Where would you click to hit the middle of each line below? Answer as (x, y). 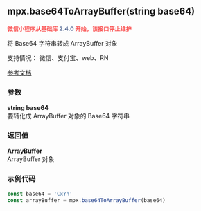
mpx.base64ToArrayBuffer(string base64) (101, 11)
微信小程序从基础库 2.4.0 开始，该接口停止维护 (69, 28)
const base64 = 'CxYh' (40, 194)
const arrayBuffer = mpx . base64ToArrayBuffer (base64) (87, 200)
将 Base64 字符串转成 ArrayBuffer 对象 (62, 43)
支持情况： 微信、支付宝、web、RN (58, 57)
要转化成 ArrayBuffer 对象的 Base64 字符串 (69, 116)
